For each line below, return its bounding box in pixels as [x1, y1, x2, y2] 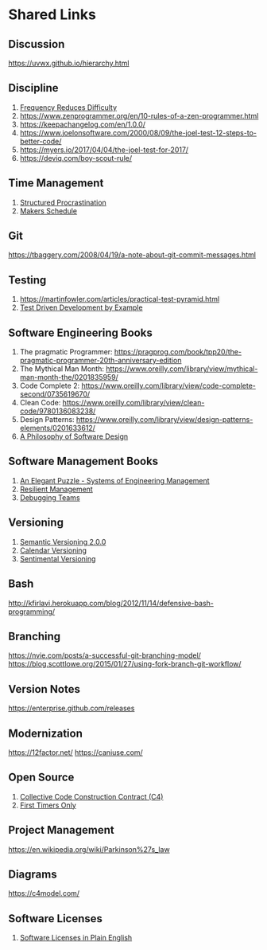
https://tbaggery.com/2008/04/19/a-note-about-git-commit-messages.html [8, 250, 257, 260]
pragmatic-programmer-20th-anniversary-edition [19, 356, 182, 366]
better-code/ [19, 136, 62, 146]
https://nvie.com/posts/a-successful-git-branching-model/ [8, 651, 201, 660]
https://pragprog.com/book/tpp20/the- [114, 347, 242, 357]
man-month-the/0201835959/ [19, 373, 119, 382]
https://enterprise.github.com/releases [8, 703, 135, 713]
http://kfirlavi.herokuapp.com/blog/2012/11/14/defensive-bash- [8, 598, 215, 608]
